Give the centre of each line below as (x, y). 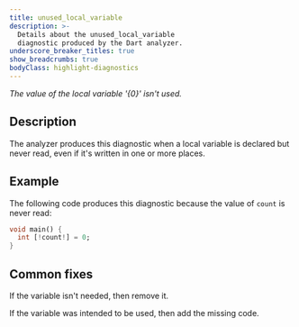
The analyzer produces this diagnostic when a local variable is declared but (149, 143)
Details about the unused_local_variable (96, 34)
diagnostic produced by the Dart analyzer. (100, 43)
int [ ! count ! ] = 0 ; (54, 238)
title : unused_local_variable (66, 18)
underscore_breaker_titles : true (72, 51)
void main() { (36, 229)
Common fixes (51, 274)
